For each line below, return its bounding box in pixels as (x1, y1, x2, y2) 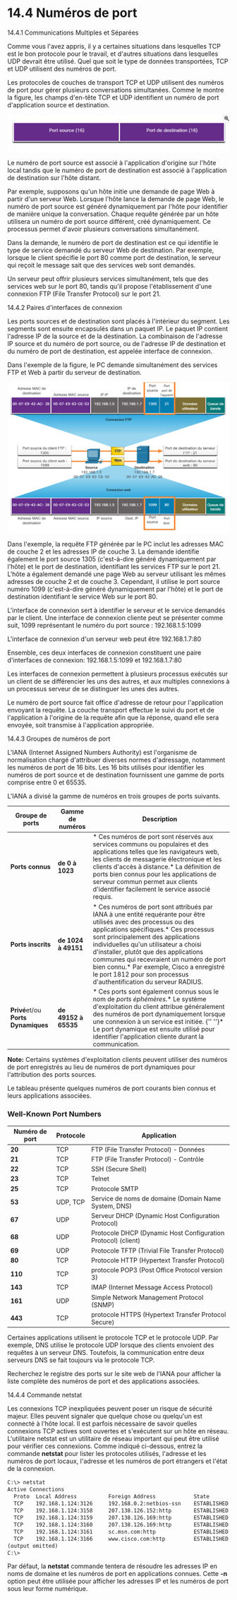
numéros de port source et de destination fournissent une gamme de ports (7, 770, 224, 779)
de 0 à (57, 859, 77, 867)
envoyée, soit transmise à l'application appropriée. (7, 720, 154, 729)
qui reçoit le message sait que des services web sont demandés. (7, 261, 196, 269)
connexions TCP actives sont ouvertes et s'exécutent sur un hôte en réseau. (7, 1427, 229, 1435)
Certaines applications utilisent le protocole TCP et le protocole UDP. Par (7, 1333, 219, 1342)
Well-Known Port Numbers (7, 1109, 102, 1119)
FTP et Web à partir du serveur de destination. (7, 368, 142, 376)
